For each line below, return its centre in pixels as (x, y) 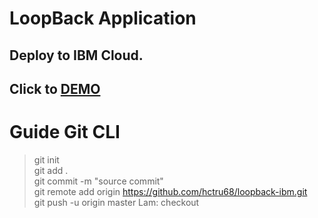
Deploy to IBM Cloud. (76, 55)
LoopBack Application (103, 18)
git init (46, 159)
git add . (51, 170)
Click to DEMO (55, 88)
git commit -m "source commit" (98, 181)
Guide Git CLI (65, 132)
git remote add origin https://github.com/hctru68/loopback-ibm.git (170, 191)
